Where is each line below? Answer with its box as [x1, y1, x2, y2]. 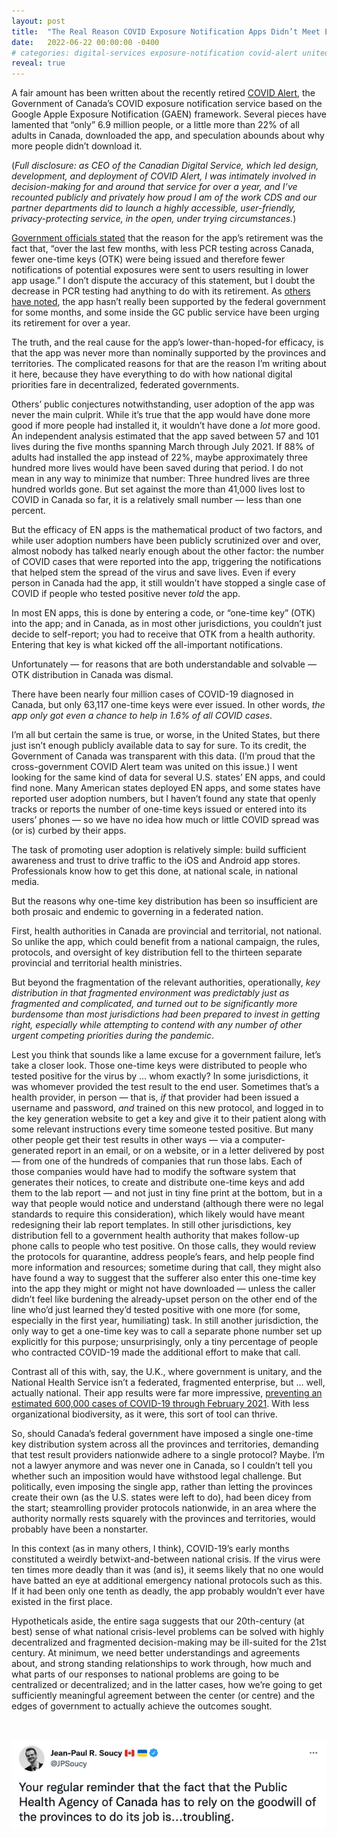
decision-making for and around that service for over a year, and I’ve [11, 181, 298, 193]
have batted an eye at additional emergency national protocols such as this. [11, 1575, 323, 1587]
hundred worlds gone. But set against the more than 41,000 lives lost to [11, 483, 306, 495]
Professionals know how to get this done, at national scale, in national [11, 865, 298, 877]
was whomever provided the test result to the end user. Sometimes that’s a [11, 1081, 320, 1093]
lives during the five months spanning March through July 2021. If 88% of [11, 441, 316, 453]
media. [11, 876, 40, 888]
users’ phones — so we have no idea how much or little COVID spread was [11, 814, 320, 826]
